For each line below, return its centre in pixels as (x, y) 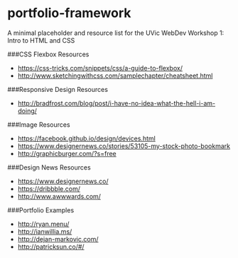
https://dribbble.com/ (49, 189)
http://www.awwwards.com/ (59, 196)
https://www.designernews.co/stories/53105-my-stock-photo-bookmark (124, 146)
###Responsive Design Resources (58, 89)
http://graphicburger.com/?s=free (67, 153)
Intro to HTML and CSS (41, 40)
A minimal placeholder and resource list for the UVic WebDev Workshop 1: (116, 33)
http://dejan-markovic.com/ (58, 239)
